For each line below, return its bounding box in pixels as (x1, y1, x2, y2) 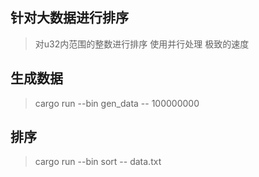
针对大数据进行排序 (10, 9, 129, 27)
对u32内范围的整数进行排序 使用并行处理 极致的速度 (34, 38, 250, 50)
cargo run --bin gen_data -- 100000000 (34, 97, 200, 109)
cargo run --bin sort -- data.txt (34, 156, 162, 168)
